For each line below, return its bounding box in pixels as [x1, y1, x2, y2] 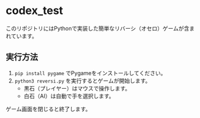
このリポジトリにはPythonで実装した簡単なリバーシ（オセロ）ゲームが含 [6, 24, 190, 32]
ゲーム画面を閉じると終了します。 [6, 105, 91, 112]
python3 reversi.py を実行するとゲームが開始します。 [14, 77, 151, 84]
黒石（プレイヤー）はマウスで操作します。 [23, 84, 131, 92]
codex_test [6, 4, 64, 18]
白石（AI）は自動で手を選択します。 [23, 92, 114, 100]
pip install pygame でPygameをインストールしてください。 [14, 69, 166, 76]
